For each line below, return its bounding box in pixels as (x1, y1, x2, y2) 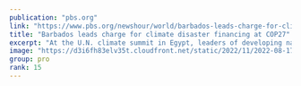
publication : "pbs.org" (9, 13, 99, 22)
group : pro (9, 55, 50, 64)
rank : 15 (9, 64, 42, 73)
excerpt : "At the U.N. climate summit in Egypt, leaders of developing (9, 38, 282, 47)
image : (9, 47, 34, 56)
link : (9, 21, 30, 30)
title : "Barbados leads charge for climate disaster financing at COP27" (9, 30, 291, 39)
